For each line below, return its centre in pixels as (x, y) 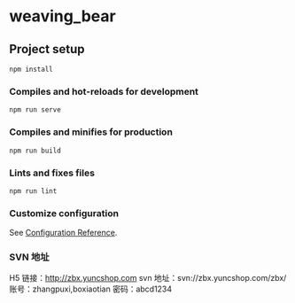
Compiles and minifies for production (91, 132)
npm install (31, 69)
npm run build (35, 151)
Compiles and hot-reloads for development (104, 91)
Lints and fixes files (52, 173)
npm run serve (35, 110)
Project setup (47, 49)
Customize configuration (64, 213)
